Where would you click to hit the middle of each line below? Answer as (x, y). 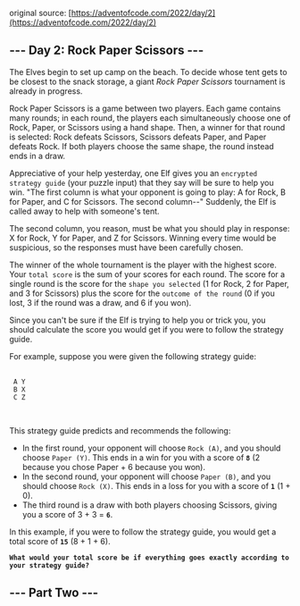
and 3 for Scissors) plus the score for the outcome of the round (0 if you (142, 293)
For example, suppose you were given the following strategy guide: (133, 356)
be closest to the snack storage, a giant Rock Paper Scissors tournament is (147, 81)
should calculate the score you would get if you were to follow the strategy (146, 329)
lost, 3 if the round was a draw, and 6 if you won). (100, 302)
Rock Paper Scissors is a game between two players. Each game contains (145, 108)
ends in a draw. (37, 156)
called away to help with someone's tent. (84, 211)
